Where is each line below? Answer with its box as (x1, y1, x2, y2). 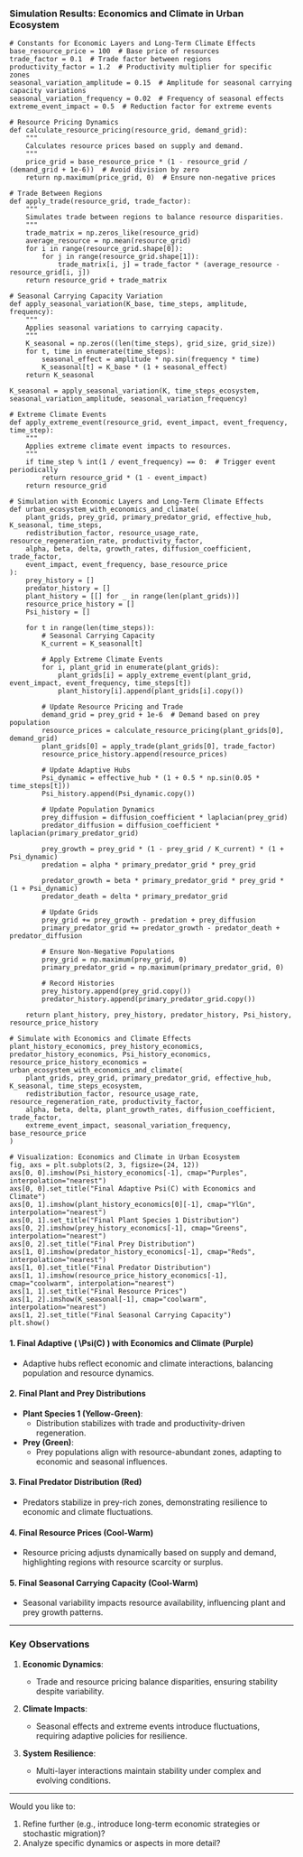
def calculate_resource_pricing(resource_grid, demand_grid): (9, 125, 248, 135)
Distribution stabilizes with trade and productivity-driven (35, 1417, 245, 1428)
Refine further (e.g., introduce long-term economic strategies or (22, 1818, 261, 1829)
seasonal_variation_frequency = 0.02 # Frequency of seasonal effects (9, 94, 284, 104)
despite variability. (35, 1685, 105, 1696)
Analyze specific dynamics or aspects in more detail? (22, 1837, 221, 1848)
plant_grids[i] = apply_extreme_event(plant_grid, (57, 671, 252, 680)
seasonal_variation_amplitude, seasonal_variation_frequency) (9, 395, 248, 404)
